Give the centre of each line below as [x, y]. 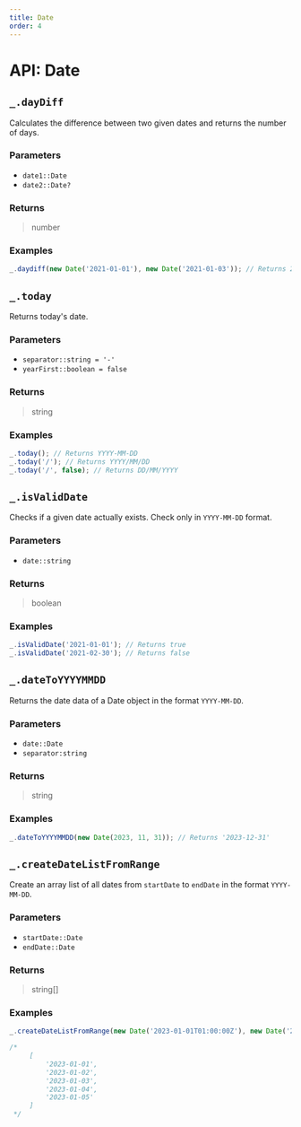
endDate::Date [48, 948]
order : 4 [26, 26]
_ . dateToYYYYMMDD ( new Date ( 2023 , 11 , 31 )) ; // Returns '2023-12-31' [140, 837]
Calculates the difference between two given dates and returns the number [148, 123]
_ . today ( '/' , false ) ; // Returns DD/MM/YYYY [94, 470]
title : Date [31, 17]
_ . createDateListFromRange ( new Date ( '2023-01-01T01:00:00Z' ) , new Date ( [148, 1031]
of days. [25, 132]
